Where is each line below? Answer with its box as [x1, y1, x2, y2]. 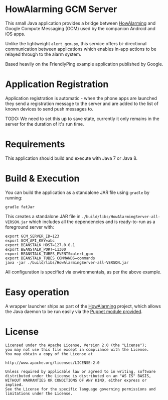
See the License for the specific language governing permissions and [5, 386, 156, 391]
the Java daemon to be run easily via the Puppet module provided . [5, 308, 143, 315]
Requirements [5, 139, 65, 150]
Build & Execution [5, 173, 80, 184]
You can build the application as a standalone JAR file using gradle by [5, 189, 149, 195]
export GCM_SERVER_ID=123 [5, 234, 59, 239]
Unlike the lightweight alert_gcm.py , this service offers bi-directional [5, 40, 147, 46]
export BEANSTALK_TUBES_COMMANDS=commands [5, 255, 95, 261]
